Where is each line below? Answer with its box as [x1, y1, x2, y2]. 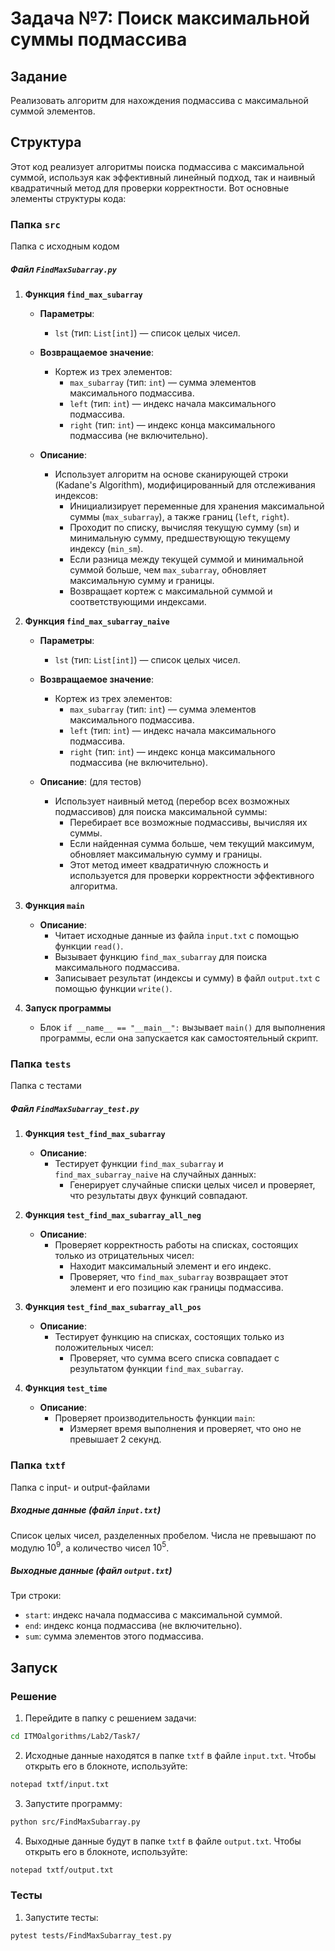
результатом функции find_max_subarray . [69, 1363, 244, 1375]
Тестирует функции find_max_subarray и [54, 1158, 224, 1170]
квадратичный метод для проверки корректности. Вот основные [10, 182, 290, 194]
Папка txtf [10, 1458, 67, 1472]
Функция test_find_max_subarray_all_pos [24, 1301, 202, 1313]
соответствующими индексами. [69, 596, 207, 608]
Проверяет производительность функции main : [54, 1412, 256, 1424]
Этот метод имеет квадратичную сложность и [69, 859, 269, 871]
